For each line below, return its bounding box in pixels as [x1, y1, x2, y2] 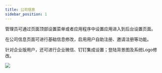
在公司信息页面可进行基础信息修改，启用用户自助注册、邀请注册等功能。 [5, 36, 151, 42]
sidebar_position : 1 [5, 12, 48, 17]
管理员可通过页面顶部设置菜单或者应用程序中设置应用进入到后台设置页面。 [5, 25, 156, 32]
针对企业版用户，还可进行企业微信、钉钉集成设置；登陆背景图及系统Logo [5, 47, 153, 52]
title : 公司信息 [5, 7, 35, 12]
